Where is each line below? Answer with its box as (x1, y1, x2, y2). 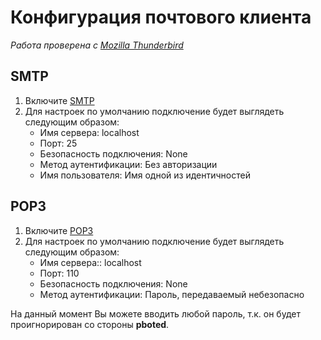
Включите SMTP (24, 94, 95, 106)
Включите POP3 (24, 224, 94, 236)
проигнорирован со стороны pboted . (10, 318, 170, 330)
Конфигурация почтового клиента (10, 6, 312, 29)
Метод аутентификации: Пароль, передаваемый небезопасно (39, 288, 305, 300)
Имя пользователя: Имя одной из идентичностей (39, 169, 251, 181)
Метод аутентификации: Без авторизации (39, 158, 218, 170)
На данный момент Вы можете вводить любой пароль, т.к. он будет (10, 307, 301, 320)
